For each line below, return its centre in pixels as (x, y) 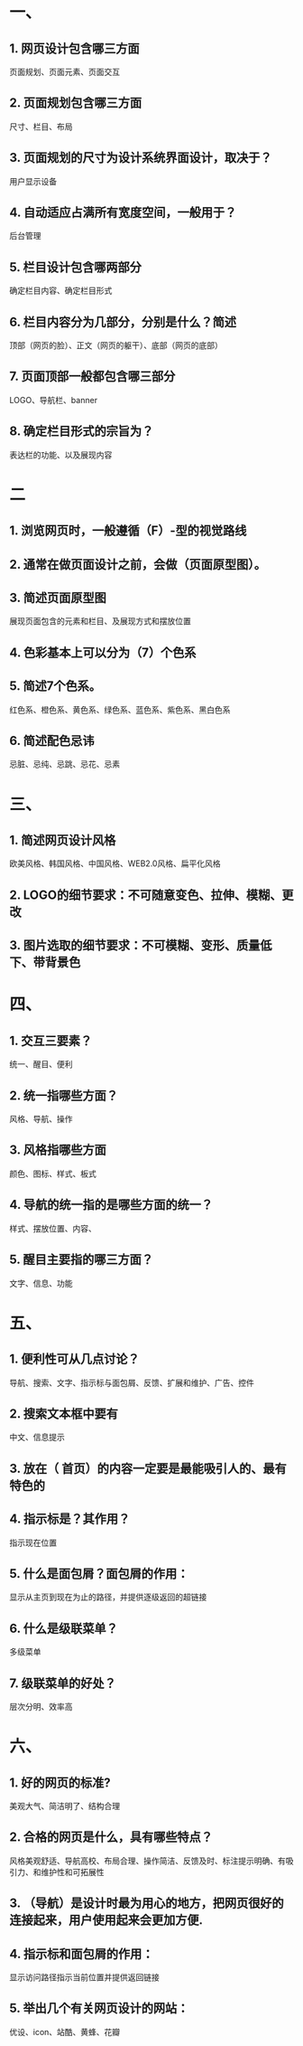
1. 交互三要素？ (51, 1040)
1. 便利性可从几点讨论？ (74, 1359)
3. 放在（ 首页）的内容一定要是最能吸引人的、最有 (148, 1468)
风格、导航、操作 (41, 1119)
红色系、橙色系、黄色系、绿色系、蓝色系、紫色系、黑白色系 (120, 710)
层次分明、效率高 (41, 1706)
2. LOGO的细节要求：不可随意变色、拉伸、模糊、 (146, 895)
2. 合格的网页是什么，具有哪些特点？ (111, 1838)
